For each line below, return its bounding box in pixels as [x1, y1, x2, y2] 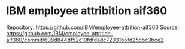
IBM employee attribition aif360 [6, 4, 168, 18]
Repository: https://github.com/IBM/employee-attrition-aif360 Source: [6, 24, 180, 31]
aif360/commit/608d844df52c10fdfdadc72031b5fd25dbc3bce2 [6, 36, 164, 43]
